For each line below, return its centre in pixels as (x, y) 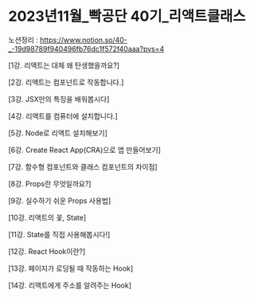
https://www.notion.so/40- (83, 40)
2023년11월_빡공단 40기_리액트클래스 (127, 16)
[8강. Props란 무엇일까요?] (50, 183)
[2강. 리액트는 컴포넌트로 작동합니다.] (66, 82)
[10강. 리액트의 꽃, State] (47, 217)
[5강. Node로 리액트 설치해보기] (58, 133)
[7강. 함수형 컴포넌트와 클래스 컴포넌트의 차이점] (83, 166)
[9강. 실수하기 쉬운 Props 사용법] (60, 201)
